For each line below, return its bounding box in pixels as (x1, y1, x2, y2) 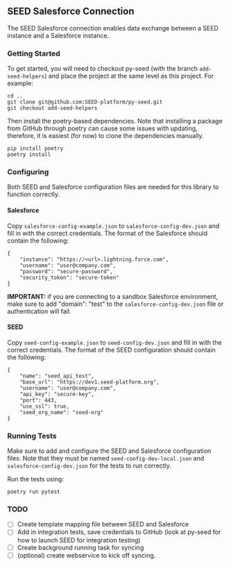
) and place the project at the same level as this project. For (44, 72, 214, 80)
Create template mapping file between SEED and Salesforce (17, 520, 189, 529)
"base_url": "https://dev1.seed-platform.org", (19, 378, 160, 386)
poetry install (7, 151, 51, 158)
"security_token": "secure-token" (19, 274, 119, 281)
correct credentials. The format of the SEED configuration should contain (7, 345, 216, 354)
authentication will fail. (7, 307, 71, 315)
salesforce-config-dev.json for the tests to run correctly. (7, 461, 172, 470)
